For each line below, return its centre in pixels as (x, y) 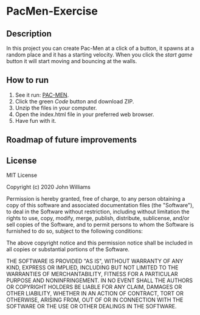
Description (29, 34)
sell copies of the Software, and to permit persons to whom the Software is (100, 225)
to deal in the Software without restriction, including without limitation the (98, 212)
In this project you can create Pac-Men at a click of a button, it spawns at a (100, 48)
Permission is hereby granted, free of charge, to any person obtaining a (96, 199)
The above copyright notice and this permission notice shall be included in (99, 243)
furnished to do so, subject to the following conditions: (74, 231)
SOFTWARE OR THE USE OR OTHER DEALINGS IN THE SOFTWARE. (91, 306)
